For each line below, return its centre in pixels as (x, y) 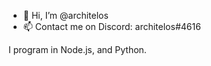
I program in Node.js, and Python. (77, 49)
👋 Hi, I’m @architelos (65, 15)
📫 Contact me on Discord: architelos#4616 (111, 26)
